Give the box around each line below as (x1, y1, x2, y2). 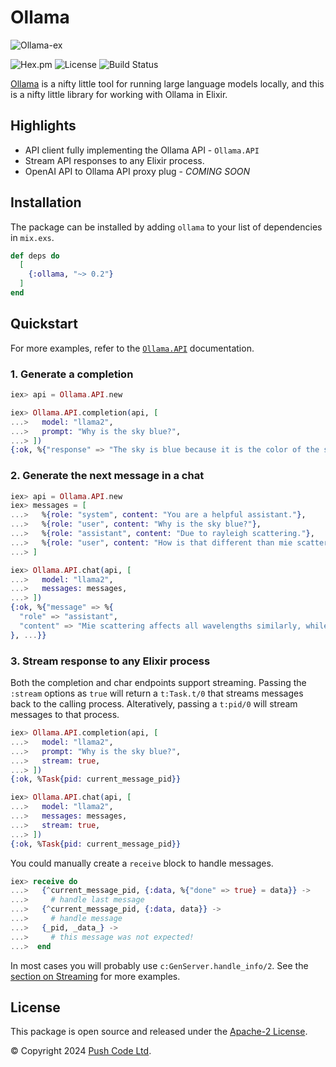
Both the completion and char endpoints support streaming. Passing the (10, 677, 307, 689)
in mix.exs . (10, 231, 55, 243)
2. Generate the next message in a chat (10, 469, 205, 483)
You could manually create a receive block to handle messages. (10, 857, 274, 869)
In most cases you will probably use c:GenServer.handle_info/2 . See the (10, 959, 309, 971)
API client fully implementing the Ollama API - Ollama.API (24, 144, 260, 156)
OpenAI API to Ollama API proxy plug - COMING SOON (24, 165, 251, 177)
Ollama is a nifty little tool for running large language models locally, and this (10, 77, 325, 90)
